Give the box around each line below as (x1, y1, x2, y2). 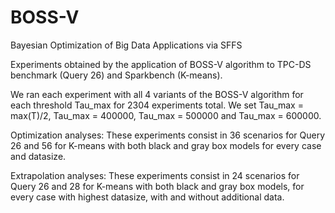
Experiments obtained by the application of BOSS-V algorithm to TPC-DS (10, 58, 312, 70)
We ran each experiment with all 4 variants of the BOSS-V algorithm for (10, 88, 304, 100)
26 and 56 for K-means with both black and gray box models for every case (10, 139, 322, 151)
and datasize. (10, 150, 67, 162)
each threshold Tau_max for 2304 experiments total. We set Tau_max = (10, 99, 304, 111)
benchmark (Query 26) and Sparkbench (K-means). (10, 69, 223, 81)
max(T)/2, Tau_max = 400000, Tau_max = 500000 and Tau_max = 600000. (10, 109, 322, 121)
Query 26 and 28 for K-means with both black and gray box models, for (10, 180, 305, 192)
